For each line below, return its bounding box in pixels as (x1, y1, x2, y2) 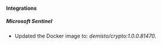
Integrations (6, 5, 37, 12)
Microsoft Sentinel (6, 18, 52, 25)
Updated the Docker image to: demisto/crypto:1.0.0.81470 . (14, 32, 157, 39)
